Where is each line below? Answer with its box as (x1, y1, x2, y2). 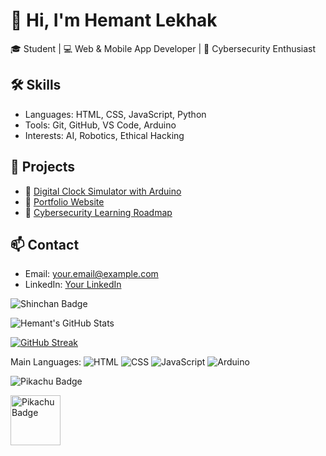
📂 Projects (10, 159, 76, 176)
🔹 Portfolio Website (24, 195, 105, 208)
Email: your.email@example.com (24, 268, 159, 280)
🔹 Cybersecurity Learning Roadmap (24, 206, 173, 218)
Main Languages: (10, 356, 82, 368)
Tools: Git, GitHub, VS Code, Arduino (24, 119, 177, 131)
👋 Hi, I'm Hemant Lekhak (10, 9, 218, 32)
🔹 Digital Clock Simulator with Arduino (24, 185, 182, 197)
